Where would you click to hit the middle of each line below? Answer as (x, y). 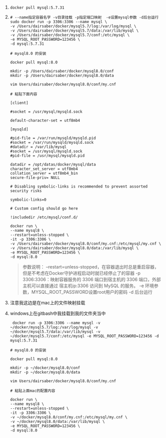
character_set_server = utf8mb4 (44, 169)
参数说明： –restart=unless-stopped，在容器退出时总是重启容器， (91, 267)
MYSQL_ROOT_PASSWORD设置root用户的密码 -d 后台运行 (92, 292)
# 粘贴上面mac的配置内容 (32, 391)
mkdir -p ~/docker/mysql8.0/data (45, 372)
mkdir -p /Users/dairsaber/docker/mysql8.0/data (62, 75)
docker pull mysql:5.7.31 (37, 8)
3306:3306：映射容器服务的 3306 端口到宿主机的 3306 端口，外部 (92, 279)
